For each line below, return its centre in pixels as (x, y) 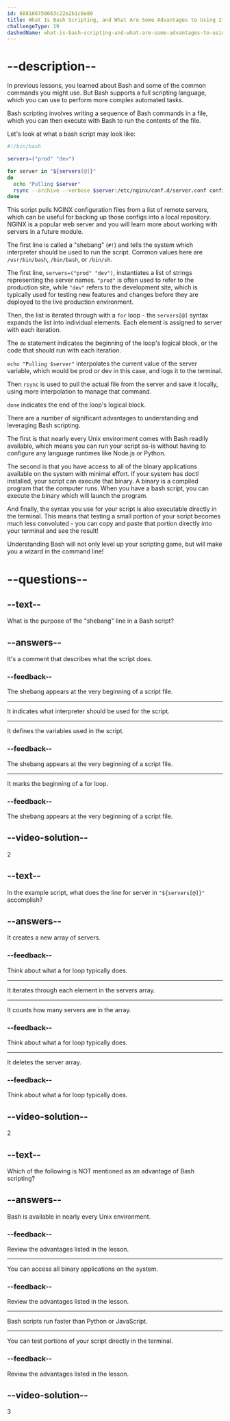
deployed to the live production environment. (71, 302)
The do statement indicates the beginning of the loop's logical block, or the (112, 343)
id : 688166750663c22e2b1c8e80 (50, 13)
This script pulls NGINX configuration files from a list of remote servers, (108, 210)
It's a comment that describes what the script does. (80, 659)
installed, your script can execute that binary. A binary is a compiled (103, 481)
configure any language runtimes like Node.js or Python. (87, 453)
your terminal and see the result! (53, 531)
